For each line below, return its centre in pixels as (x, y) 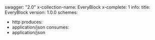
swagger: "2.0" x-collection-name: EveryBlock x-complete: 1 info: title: (77, 7)
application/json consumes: (40, 27)
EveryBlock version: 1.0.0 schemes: (41, 12)
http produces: (27, 22)
